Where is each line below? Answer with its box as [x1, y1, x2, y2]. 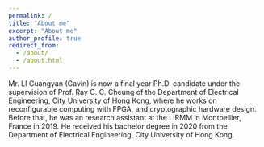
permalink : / [8, 11, 52, 20]
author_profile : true [8, 34, 82, 43]
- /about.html [15, 57, 63, 65]
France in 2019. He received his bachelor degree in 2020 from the [8, 121, 228, 131]
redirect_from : [8, 42, 60, 50]
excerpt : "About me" [8, 27, 78, 35]
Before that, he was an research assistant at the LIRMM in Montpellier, [8, 112, 241, 122]
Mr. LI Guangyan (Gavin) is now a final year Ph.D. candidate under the [8, 78, 241, 88]
